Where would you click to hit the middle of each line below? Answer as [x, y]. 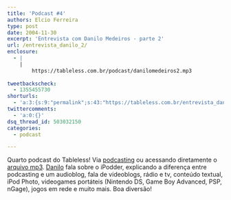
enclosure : [23, 52]
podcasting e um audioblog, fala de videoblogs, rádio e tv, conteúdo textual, [115, 175]
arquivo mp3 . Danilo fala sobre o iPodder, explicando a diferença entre [107, 167]
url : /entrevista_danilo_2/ [47, 45]
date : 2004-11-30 [32, 33]
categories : [24, 128]
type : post [23, 26]
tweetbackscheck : [32, 84]
